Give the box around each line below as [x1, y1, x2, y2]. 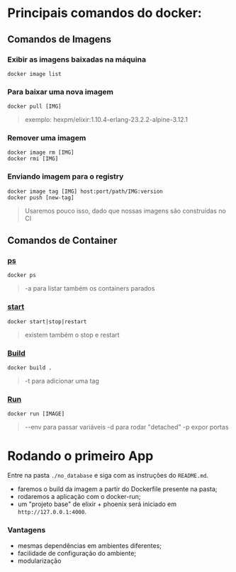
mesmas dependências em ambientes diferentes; [17, 541, 162, 550]
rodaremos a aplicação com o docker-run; [17, 493, 141, 501]
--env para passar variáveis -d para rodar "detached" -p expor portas [24, 423, 229, 432]
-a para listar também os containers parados [24, 284, 155, 293]
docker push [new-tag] [7, 194, 74, 201]
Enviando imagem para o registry [7, 172, 124, 181]
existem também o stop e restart [24, 330, 120, 339]
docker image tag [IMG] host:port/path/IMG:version [7, 188, 163, 195]
